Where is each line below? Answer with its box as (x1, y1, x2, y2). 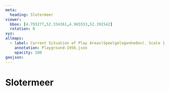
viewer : (5, 17, 22, 22)
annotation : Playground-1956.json (14, 45, 88, 50)
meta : (5, 7, 17, 13)
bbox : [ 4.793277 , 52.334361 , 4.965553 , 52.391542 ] (10, 21, 113, 27)
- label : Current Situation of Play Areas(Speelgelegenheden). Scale (10, 41, 160, 46)
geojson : (5, 54, 24, 60)
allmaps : (5, 36, 24, 41)
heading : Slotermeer (10, 12, 53, 17)
